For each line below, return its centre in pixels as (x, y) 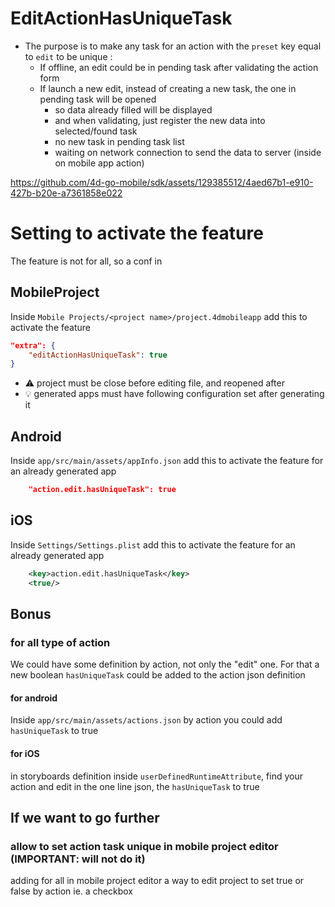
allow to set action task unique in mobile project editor (144, 846)
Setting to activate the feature (137, 233)
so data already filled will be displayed (133, 109)
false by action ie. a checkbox (71, 891)
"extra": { (33, 345)
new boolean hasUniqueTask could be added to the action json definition (158, 675)
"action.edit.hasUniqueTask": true (102, 490)
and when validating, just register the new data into (160, 120)
